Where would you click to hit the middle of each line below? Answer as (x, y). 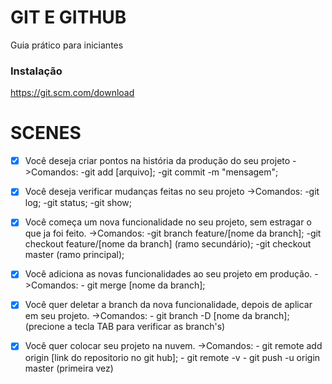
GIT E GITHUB (68, 17)
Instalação (36, 71)
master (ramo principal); (74, 255)
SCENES (46, 133)
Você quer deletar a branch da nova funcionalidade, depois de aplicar (168, 305)
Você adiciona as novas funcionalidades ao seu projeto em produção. (168, 274)
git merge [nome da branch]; (146, 285)
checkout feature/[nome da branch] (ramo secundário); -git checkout (168, 244)
